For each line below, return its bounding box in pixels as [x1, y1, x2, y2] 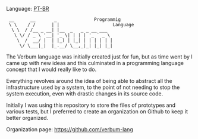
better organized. [6, 115, 49, 121]
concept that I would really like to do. [6, 66, 97, 73]
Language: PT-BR [6, 5, 49, 12]
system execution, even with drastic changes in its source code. [6, 90, 164, 97]
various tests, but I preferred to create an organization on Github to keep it [6, 108, 188, 115]
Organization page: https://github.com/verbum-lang [6, 126, 134, 133]
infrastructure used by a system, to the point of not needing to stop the [6, 84, 180, 91]
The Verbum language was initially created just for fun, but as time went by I [6, 53, 193, 60]
